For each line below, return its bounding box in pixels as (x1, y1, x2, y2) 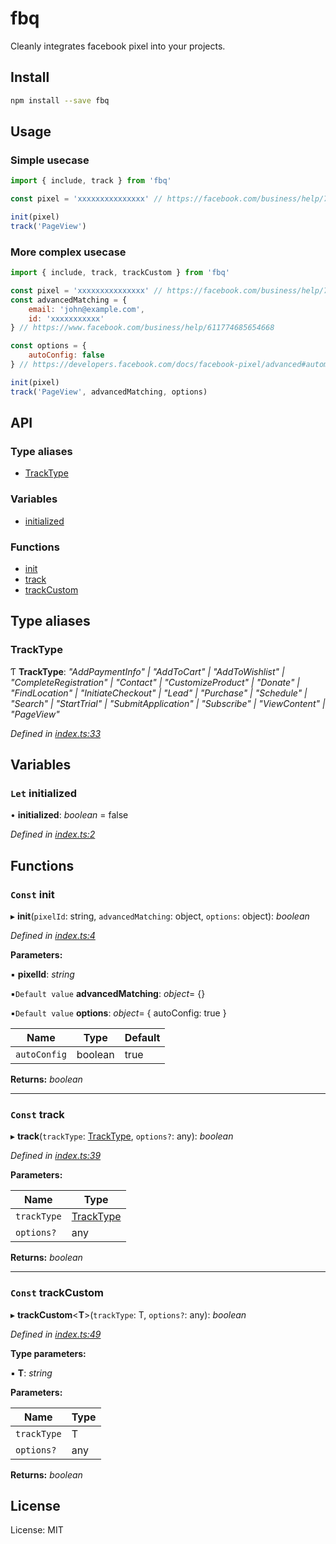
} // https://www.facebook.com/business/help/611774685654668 (10, 323, 275, 333)
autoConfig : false (28, 350, 105, 361)
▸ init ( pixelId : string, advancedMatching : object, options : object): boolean (10, 910, 310, 922)
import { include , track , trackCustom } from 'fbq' (10, 268, 230, 278)
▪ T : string (10, 1367, 53, 1379)
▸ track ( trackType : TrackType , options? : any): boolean (10, 1130, 234, 1142)
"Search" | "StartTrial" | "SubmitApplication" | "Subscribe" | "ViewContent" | (10, 697, 326, 709)
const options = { (10, 341, 87, 351)
